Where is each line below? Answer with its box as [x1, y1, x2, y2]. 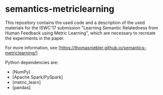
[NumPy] [12, 69, 30, 74]
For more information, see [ [5, 45, 60, 50]
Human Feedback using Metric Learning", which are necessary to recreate [5, 30, 156, 36]
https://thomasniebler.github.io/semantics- [59, 45, 146, 50]
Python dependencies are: [5, 59, 59, 65]
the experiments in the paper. [5, 35, 65, 41]
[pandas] [12, 84, 31, 90]
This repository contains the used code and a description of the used [5, 20, 145, 25]
